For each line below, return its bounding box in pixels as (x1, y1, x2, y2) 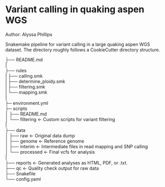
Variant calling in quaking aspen (5, 4, 145, 15)
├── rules (5, 67, 27, 74)
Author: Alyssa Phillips (5, 31, 53, 37)
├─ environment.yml (5, 100, 49, 106)
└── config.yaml (5, 176, 41, 182)
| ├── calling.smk (5, 73, 43, 79)
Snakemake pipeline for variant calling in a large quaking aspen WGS (5, 41, 150, 47)
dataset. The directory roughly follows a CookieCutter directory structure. (5, 46, 160, 53)
